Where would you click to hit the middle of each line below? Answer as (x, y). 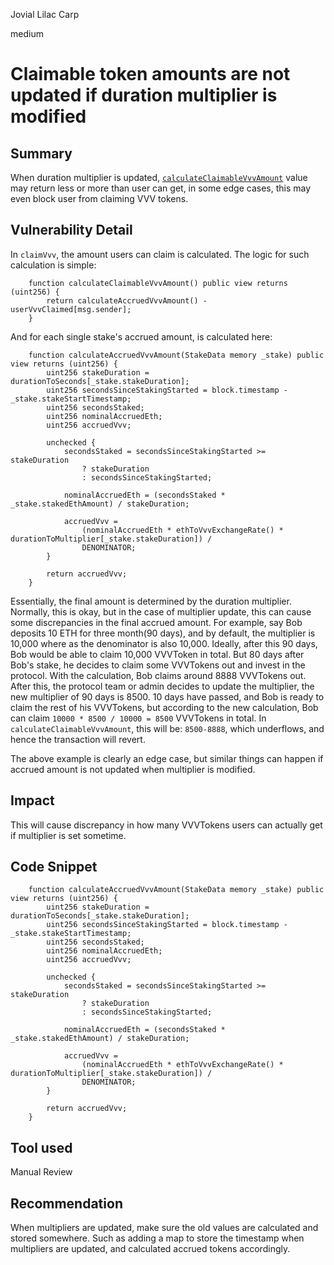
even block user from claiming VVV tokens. (99, 198)
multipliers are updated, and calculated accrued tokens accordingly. (150, 1249)
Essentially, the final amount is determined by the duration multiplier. (151, 601)
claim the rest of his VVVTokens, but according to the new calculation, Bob (164, 707)
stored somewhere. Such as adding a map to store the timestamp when (157, 1238)
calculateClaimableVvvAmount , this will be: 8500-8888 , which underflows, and (167, 728)
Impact (32, 800)
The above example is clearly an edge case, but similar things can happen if (167, 758)
